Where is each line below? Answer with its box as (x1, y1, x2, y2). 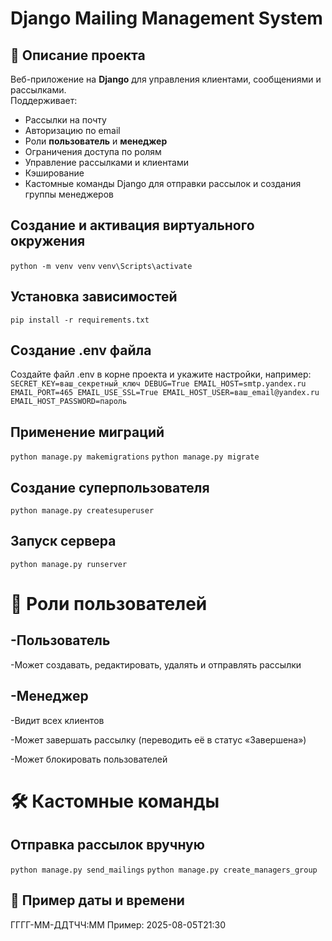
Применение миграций (10, 423, 165, 441)
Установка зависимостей (10, 288, 178, 306)
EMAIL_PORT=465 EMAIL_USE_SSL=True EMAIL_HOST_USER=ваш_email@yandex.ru (10, 388, 320, 398)
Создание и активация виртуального (10, 217, 255, 234)
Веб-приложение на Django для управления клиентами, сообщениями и (10, 73, 322, 85)
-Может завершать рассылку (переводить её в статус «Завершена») (10, 733, 307, 746)
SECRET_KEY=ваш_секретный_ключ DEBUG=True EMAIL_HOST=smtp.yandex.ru (10, 379, 307, 389)
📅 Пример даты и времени (10, 892, 185, 909)
